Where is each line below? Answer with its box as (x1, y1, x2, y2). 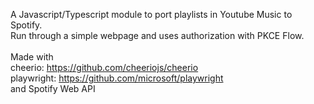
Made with (10, 51, 54, 63)
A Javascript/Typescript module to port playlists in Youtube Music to (10, 9, 293, 20)
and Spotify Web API (10, 83, 96, 94)
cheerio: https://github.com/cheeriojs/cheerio (10, 62, 199, 73)
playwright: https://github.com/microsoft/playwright (10, 72, 224, 84)
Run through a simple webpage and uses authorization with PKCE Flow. (10, 30, 305, 41)
